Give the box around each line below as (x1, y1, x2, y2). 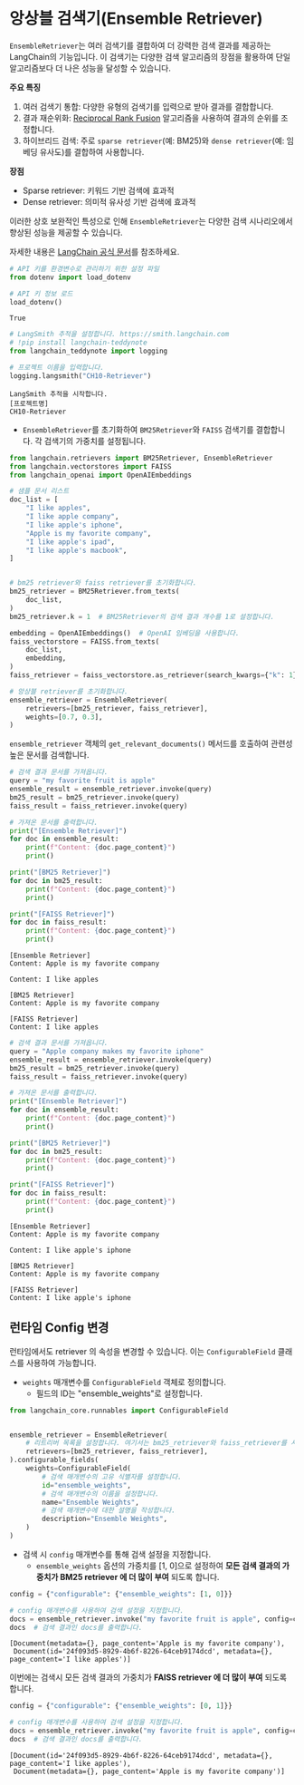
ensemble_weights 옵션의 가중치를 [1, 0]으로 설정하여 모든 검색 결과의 (35, 1560, 280, 1571)
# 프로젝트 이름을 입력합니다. (9, 364, 105, 373)
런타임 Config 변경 (9, 1320, 109, 1335)
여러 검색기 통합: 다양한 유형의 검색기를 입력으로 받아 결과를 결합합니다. (22, 101, 274, 112)
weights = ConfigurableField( (25, 1464, 131, 1473)
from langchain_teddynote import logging (9, 346, 168, 356)
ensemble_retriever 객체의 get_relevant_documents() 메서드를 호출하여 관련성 (9, 738, 293, 749)
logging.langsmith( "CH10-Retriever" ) (9, 371, 152, 381)
